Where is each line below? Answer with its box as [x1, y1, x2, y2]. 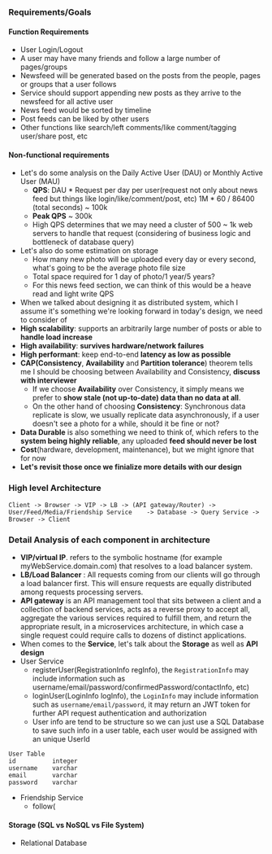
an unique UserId [32, 734, 91, 743]
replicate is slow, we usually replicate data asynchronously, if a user [32, 410, 260, 420]
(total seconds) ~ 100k [32, 203, 108, 212]
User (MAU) [19, 177, 61, 186]
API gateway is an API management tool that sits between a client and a [19, 595, 261, 605]
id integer [8, 756, 79, 765]
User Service [19, 656, 65, 666]
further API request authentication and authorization [32, 707, 207, 718]
